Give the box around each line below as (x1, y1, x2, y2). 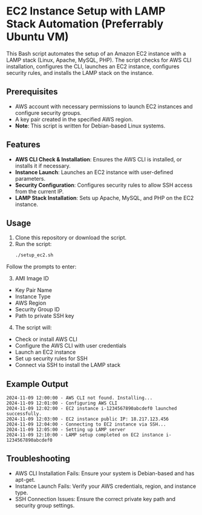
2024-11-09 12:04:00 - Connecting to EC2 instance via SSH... (6, 421, 166, 427)
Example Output (6, 379, 68, 389)
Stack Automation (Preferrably (6, 17, 164, 31)
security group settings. (15, 502, 75, 509)
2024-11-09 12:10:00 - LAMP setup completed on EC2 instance (6, 432, 164, 438)
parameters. (15, 175, 46, 182)
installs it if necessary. (15, 162, 71, 169)
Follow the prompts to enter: (6, 263, 77, 270)
